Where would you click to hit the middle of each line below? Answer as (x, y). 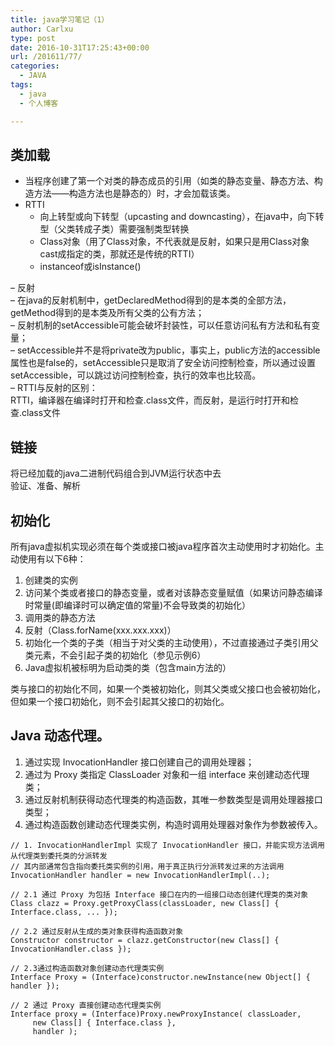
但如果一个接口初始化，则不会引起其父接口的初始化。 (120, 701)
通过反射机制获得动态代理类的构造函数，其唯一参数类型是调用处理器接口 (173, 799)
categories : (35, 66)
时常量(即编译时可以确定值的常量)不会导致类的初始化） (138, 605)
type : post (33, 38)
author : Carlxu (42, 29)
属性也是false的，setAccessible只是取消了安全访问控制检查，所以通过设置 (163, 363)
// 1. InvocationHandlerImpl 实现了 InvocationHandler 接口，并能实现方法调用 (167, 845)
